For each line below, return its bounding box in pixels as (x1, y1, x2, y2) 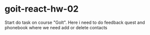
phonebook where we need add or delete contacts (4, 24, 108, 30)
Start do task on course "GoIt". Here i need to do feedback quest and (4, 19, 145, 25)
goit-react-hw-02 (4, 3, 79, 15)
